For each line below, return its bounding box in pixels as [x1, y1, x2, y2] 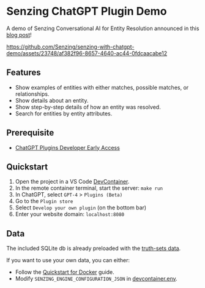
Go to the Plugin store [15, 198, 73, 205]
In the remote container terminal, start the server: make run [15, 184, 163, 192]
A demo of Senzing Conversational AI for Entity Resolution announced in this [6, 25, 199, 32]
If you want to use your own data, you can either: [6, 257, 130, 264]
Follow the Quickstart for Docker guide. [15, 268, 114, 276]
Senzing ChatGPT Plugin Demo [6, 4, 167, 18]
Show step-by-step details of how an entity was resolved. [15, 103, 161, 111]
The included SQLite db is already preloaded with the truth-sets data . [6, 244, 181, 252]
